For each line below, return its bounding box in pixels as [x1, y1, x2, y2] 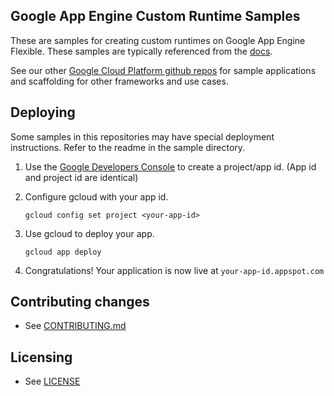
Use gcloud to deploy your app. [24, 227, 155, 239]
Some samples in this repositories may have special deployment [10, 130, 275, 143]
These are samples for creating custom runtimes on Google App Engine [10, 34, 306, 46]
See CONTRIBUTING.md [24, 320, 127, 332]
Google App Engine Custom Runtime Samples [10, 8, 301, 25]
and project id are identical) [24, 171, 139, 183]
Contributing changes [10, 294, 150, 311]
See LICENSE [24, 375, 81, 388]
